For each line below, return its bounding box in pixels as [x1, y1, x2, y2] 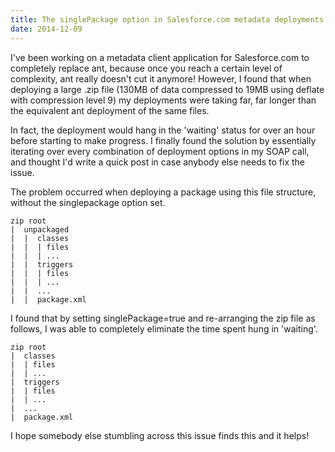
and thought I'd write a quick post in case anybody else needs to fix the [10, 156, 305, 168]
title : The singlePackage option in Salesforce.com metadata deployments [10, 14, 325, 25]
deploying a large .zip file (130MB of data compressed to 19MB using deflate [10, 83, 325, 95]
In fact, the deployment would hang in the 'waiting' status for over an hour [10, 124, 316, 136]
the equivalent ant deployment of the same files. [10, 104, 210, 116]
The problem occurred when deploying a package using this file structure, [10, 186, 317, 198]
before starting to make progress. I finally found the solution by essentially [10, 134, 317, 146]
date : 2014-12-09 [10, 24, 83, 34]
